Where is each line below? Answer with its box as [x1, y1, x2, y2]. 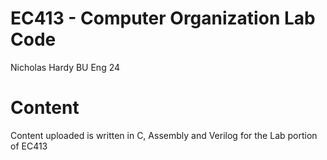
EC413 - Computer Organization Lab [10, 7, 316, 30]
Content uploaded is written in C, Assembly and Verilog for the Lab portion [10, 129, 318, 141]
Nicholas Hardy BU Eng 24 [10, 61, 121, 73]
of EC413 [10, 140, 48, 152]
